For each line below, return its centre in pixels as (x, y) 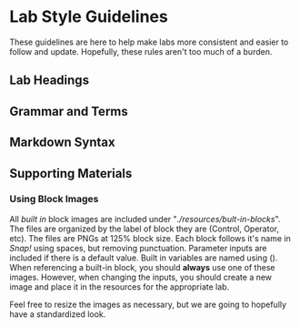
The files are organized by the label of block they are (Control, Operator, (145, 229)
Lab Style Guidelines (89, 17)
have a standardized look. (58, 314)
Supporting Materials (71, 174)
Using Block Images (54, 199)
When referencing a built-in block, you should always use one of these (142, 267)
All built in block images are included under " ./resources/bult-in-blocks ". (145, 219)
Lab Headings (49, 81)
